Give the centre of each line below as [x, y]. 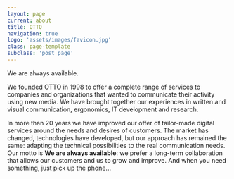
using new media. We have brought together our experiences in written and [117, 101]
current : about [30, 20]
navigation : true [33, 33]
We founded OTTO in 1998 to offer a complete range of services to [104, 87]
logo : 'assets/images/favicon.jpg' [59, 40]
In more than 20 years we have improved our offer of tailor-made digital [111, 123]
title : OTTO [25, 27]
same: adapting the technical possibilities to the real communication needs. [116, 145]
